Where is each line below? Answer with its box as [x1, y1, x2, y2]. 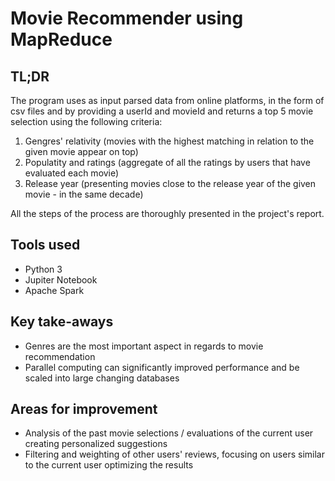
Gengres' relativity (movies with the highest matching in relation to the [24, 135, 315, 147]
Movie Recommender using [10, 7, 244, 30]
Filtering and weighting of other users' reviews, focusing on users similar [24, 448, 325, 461]
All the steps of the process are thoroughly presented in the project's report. [10, 208, 325, 219]
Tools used [10, 237, 81, 254]
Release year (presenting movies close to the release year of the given [24, 178, 317, 189]
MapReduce [10, 28, 113, 51]
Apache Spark [24, 284, 85, 296]
